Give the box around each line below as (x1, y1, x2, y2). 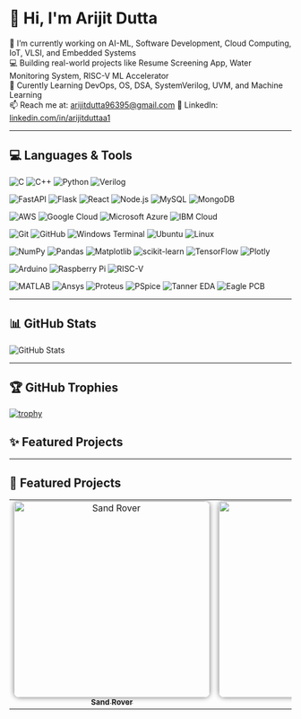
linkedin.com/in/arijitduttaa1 (9, 112, 111, 123)
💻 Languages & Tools (9, 148, 133, 163)
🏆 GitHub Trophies (9, 380, 119, 395)
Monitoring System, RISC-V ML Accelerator (9, 70, 169, 81)
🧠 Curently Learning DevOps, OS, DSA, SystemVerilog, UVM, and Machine (9, 80, 284, 91)
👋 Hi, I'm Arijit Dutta (9, 8, 159, 29)
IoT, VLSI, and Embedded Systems (9, 47, 137, 57)
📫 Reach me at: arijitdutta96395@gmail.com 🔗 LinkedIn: (9, 99, 219, 110)
